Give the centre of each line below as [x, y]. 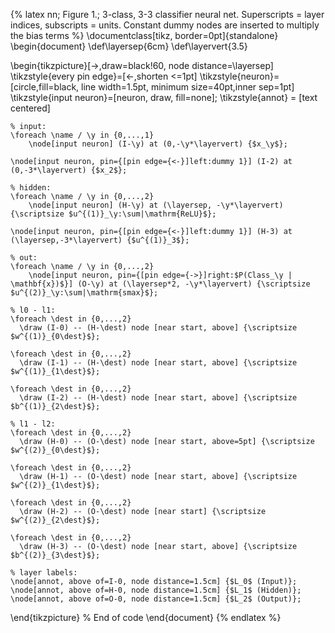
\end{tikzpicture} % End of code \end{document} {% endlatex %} [146, 617]
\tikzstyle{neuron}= [239, 76]
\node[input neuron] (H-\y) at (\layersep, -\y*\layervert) [156, 205]
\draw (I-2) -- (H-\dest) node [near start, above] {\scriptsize [158, 398]
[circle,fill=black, [45, 87]
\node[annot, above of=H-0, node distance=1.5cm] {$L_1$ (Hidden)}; [156, 590]
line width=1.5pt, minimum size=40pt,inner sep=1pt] [188, 87]
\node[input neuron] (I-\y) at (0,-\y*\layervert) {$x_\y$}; [158, 144]
